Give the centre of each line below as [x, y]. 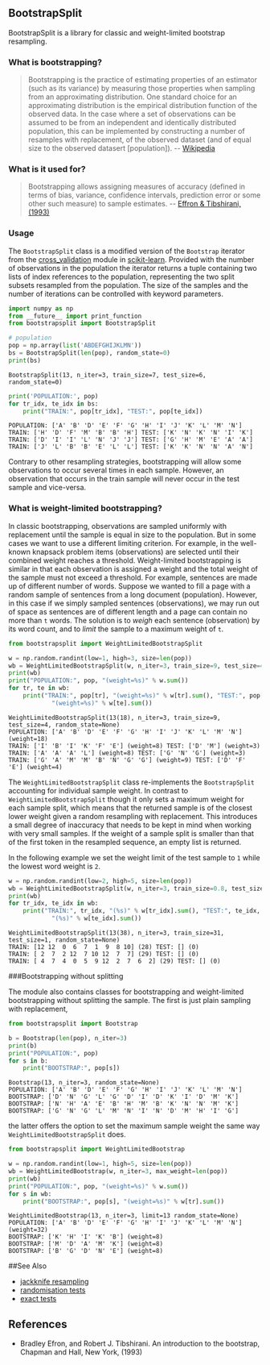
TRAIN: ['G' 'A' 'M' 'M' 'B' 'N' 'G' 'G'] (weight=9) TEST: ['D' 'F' [127, 760]
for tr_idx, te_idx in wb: [53, 903]
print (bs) [25, 360]
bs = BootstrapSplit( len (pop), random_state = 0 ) [90, 353]
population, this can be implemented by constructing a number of [136, 131]
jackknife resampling [54, 1282]
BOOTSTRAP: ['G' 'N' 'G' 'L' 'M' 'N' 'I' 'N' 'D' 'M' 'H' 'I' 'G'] [124, 1111]
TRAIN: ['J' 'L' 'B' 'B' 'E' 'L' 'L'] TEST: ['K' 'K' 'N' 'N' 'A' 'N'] [131, 447]
